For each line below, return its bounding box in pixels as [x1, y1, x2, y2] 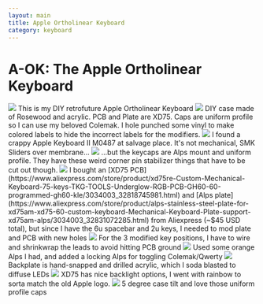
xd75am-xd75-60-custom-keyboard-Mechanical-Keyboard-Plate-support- [8, 207, 251, 217]
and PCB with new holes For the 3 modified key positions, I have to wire [8, 233, 250, 243]
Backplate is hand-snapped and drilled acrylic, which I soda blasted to [8, 261, 236, 270]
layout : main [8, 11, 51, 20]
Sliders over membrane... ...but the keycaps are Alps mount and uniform [8, 147, 252, 158]
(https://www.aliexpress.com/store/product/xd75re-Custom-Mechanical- [8, 174, 246, 184]
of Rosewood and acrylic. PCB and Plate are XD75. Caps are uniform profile [8, 112, 254, 122]
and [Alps [182, 191, 213, 200]
